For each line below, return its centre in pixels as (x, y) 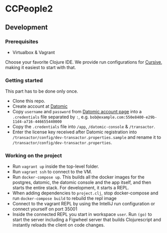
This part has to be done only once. (42, 91)
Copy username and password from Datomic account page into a (77, 112)
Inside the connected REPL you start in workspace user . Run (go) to (82, 214)
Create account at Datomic (40, 106)
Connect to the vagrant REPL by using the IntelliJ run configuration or (84, 204)
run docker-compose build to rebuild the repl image (65, 198)
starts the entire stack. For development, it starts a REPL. (71, 188)
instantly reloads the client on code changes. (59, 225)
